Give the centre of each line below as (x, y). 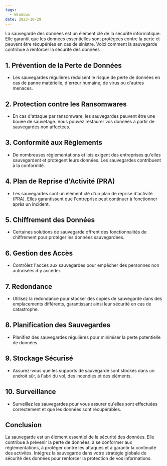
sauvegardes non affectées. (41, 127)
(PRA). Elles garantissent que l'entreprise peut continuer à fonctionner (85, 199)
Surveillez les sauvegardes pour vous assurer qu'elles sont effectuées (85, 404)
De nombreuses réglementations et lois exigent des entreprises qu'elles (87, 154)
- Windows (20, 15)
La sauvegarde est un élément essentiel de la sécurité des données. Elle (80, 437)
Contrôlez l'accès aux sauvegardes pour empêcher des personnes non (86, 265)
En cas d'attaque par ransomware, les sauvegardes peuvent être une (84, 116)
